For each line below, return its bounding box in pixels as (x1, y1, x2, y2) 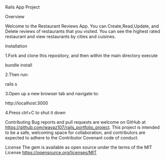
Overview (5, 14, 25, 19)
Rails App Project (5, 4, 40, 10)
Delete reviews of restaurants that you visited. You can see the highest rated (5, 28, 160, 34)
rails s (5, 81, 17, 87)
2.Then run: (5, 72, 29, 78)
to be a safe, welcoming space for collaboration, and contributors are (5, 130, 146, 135)
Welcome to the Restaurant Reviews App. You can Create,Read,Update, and (5, 23, 159, 29)
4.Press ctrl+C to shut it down (5, 110, 66, 115)
